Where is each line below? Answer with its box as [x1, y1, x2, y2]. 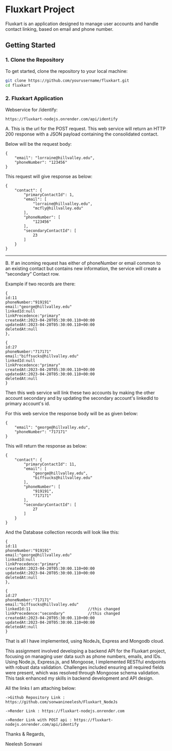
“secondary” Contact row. [5, 271, 60, 277]
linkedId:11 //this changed [5, 606, 120, 611]
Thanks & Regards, [5, 730, 45, 737]
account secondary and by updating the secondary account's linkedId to [5, 395, 159, 401]
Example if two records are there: [5, 281, 76, 287]
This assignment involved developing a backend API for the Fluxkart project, [5, 648, 166, 654]
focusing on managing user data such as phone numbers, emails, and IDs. [5, 653, 162, 659]
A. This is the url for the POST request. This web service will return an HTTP [5, 125, 166, 131]
